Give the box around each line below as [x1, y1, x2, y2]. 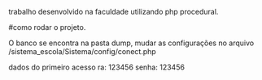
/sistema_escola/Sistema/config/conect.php [8, 47, 156, 56]
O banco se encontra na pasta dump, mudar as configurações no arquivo [8, 38, 255, 48]
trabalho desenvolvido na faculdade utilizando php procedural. [8, 7, 219, 16]
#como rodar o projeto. [8, 23, 86, 32]
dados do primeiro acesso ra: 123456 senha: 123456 [8, 62, 186, 72]
